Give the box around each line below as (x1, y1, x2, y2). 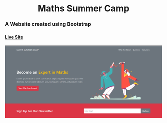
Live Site (5, 34, 23, 40)
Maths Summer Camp (37, 3, 130, 14)
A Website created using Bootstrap (5, 21, 91, 28)
